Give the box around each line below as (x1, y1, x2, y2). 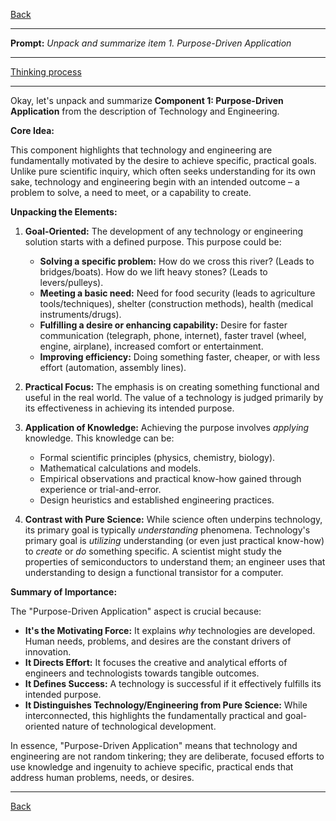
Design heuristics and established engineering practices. (39, 494, 275, 506)
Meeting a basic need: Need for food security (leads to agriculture (39, 287, 316, 299)
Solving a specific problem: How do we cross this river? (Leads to (39, 255, 315, 267)
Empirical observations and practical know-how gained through (39, 473, 302, 484)
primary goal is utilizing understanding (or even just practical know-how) (24, 535, 325, 546)
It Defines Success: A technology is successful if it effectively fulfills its (24, 678, 322, 689)
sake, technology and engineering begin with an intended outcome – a (10, 176, 300, 188)
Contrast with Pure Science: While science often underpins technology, (24, 514, 323, 525)
